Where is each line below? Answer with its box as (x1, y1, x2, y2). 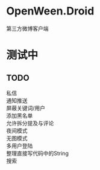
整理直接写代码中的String (6, 150, 69, 157)
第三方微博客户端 (6, 25, 49, 32)
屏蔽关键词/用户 (6, 104, 46, 112)
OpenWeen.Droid (6, 4, 95, 18)
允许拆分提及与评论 (6, 119, 54, 127)
